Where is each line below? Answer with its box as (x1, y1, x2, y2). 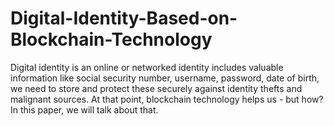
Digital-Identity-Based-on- (10, 7, 238, 30)
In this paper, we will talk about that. (10, 103, 159, 116)
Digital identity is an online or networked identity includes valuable (10, 61, 284, 73)
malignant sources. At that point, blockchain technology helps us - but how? (10, 93, 324, 105)
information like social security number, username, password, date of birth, (10, 72, 320, 84)
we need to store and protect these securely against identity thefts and (10, 82, 303, 94)
